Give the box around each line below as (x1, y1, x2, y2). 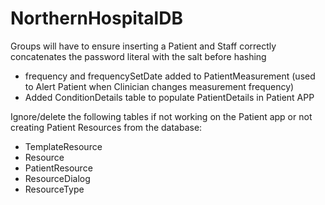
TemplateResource (24, 140, 103, 152)
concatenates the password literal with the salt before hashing (10, 50, 267, 62)
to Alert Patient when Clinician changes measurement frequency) (24, 80, 295, 92)
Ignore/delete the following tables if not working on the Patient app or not (10, 110, 313, 122)
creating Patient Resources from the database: (10, 121, 203, 133)
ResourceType (24, 183, 85, 195)
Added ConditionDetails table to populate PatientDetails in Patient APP (24, 91, 315, 103)
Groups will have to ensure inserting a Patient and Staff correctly (10, 40, 277, 52)
